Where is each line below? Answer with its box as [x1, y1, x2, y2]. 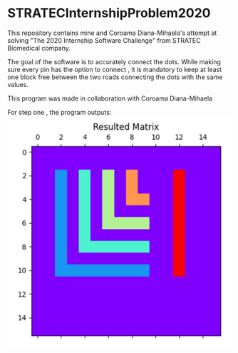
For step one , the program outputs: [7, 108, 112, 116]
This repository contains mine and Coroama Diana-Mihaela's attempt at [7, 29, 217, 37]
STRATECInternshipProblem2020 [7, 5, 211, 21]
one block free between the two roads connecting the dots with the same [7, 73, 223, 81]
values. [7, 80, 29, 88]
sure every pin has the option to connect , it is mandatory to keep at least [7, 65, 222, 73]
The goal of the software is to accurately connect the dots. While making [7, 57, 221, 66]
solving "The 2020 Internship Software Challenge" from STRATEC [7, 36, 201, 44]
